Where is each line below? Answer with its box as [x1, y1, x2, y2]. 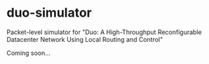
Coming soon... [6, 49, 50, 57]
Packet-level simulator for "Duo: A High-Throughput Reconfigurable [6, 28, 202, 36]
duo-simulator [6, 5, 93, 21]
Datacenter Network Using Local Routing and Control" [6, 35, 163, 43]
